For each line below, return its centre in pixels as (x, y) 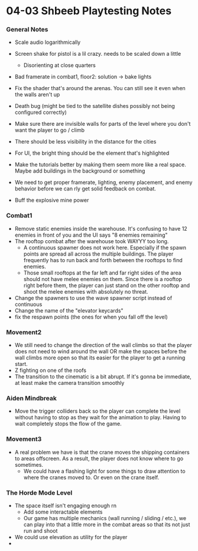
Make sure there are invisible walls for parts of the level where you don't (103, 124)
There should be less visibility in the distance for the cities (85, 142)
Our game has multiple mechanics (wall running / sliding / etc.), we (105, 518)
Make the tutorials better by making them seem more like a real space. (100, 165)
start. (21, 364)
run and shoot (40, 531)
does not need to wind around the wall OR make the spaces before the (101, 352)
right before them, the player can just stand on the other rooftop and (107, 285)
